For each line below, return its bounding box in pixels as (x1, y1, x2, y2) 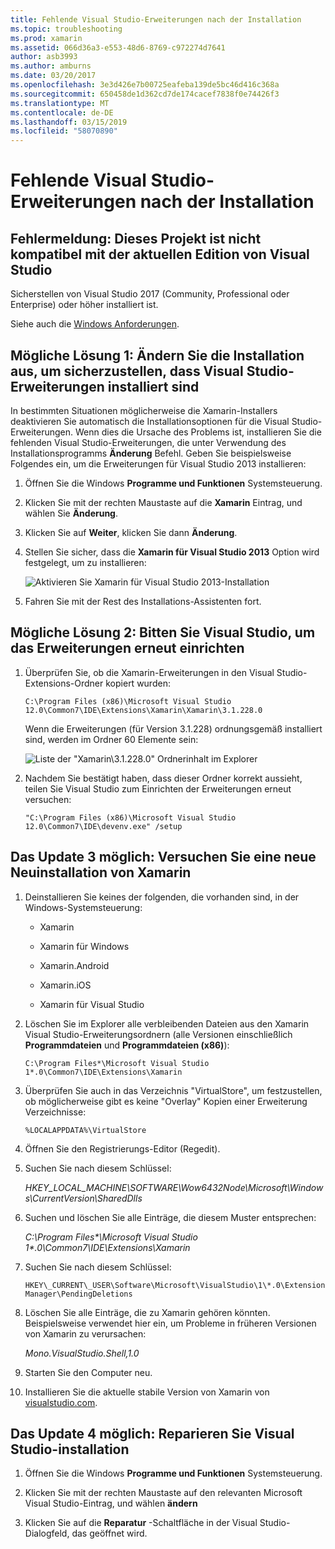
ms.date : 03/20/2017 (10, 71, 97, 81)
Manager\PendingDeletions (24, 1289, 133, 1299)
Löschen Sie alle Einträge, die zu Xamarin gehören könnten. (24, 1306, 271, 1318)
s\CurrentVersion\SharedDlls (24, 1192, 143, 1204)
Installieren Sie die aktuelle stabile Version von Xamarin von (24, 1386, 270, 1398)
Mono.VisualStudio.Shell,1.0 (24, 1347, 140, 1359)
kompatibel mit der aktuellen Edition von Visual (10, 246, 310, 263)
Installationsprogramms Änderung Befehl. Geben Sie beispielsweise (10, 447, 292, 459)
